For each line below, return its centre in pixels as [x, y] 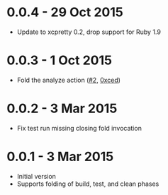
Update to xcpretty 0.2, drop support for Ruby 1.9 [89, 32]
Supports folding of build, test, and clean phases [88, 184]
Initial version [36, 176]
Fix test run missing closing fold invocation [79, 128]
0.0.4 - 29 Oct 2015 [65, 12]
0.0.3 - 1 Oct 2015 [60, 60]
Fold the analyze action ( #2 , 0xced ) [69, 80]
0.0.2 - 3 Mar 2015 [62, 108]
